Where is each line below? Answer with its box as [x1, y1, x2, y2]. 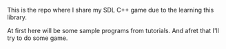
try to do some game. [7, 34, 68, 42]
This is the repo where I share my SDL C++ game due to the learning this [7, 6, 214, 14]
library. [7, 13, 28, 21]
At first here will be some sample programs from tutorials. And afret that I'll [7, 27, 219, 35]
